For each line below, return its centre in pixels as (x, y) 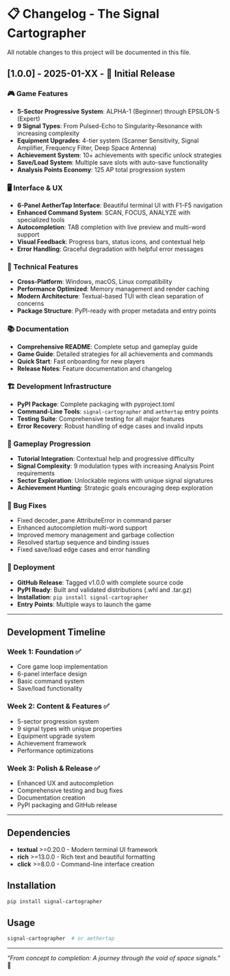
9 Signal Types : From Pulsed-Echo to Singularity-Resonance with (110, 126)
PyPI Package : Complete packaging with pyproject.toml (96, 404)
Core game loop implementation (62, 667)
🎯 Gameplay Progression (49, 444)
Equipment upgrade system (56, 736)
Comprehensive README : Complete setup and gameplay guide (107, 346)
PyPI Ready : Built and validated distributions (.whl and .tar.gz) (104, 590)
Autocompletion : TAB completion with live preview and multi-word (111, 227)
